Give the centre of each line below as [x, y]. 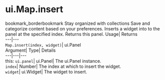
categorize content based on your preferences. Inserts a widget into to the [83, 28]
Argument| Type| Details [31, 50]
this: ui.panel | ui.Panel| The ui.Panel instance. [53, 61]
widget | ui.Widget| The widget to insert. [46, 71]
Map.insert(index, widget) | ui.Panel [43, 45]
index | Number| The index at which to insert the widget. [63, 66]
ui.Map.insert [34, 9]
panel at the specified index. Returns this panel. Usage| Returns [71, 34]
